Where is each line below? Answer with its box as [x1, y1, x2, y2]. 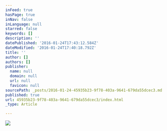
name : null [10, 69, 33, 74]
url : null [10, 78, 30, 83]
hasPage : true [5, 12, 36, 17]
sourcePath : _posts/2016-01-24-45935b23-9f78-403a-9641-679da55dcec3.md [5, 87, 162, 93]
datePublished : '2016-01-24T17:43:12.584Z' [5, 41, 99, 46]
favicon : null [10, 83, 40, 88]
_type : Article [5, 102, 38, 107]
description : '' [5, 36, 40, 41]
